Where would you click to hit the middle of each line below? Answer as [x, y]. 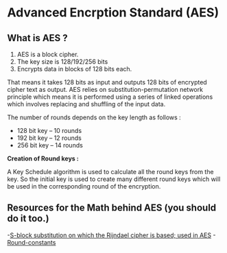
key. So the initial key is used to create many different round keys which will [114, 179]
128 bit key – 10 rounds [49, 131]
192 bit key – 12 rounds [49, 138]
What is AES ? [38, 38]
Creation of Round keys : [43, 158]
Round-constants [32, 242]
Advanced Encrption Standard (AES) [113, 13]
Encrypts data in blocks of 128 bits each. [74, 69]
